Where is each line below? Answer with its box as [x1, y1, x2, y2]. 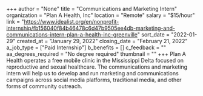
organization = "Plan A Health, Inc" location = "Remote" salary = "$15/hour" [6, 12, 195, 19]
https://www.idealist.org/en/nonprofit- [24, 18, 119, 25]
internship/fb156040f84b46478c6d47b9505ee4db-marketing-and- [6, 24, 176, 32]
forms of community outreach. [6, 83, 83, 90]
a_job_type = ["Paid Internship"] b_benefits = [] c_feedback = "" [6, 44, 167, 51]
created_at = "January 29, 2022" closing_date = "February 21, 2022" [16, 38, 188, 44]
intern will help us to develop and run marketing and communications [6, 70, 179, 77]
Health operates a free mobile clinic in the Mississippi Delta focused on [6, 57, 184, 64]
